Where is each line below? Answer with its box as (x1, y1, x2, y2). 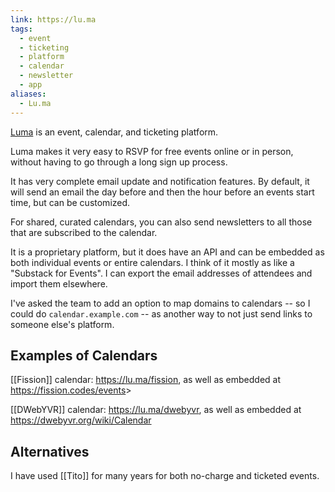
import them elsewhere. (10, 277, 108, 290)
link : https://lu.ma (10, 14, 97, 25)
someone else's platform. (10, 318, 115, 330)
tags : (10, 24, 33, 34)
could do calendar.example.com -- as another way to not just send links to (10, 307, 313, 320)
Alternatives (10, 443, 90, 460)
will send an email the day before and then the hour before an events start (10, 186, 315, 198)
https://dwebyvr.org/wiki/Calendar (10, 414, 152, 426)
